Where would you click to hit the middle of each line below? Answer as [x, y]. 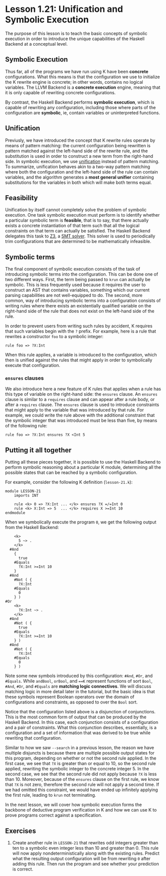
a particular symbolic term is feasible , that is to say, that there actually [77, 220]
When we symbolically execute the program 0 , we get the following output [81, 522]
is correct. [23, 869]
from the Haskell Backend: [32, 527]
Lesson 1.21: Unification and [64, 9]
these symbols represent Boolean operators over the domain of [70, 697]
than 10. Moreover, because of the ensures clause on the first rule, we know [82, 779]
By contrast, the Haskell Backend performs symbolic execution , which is [80, 102]
